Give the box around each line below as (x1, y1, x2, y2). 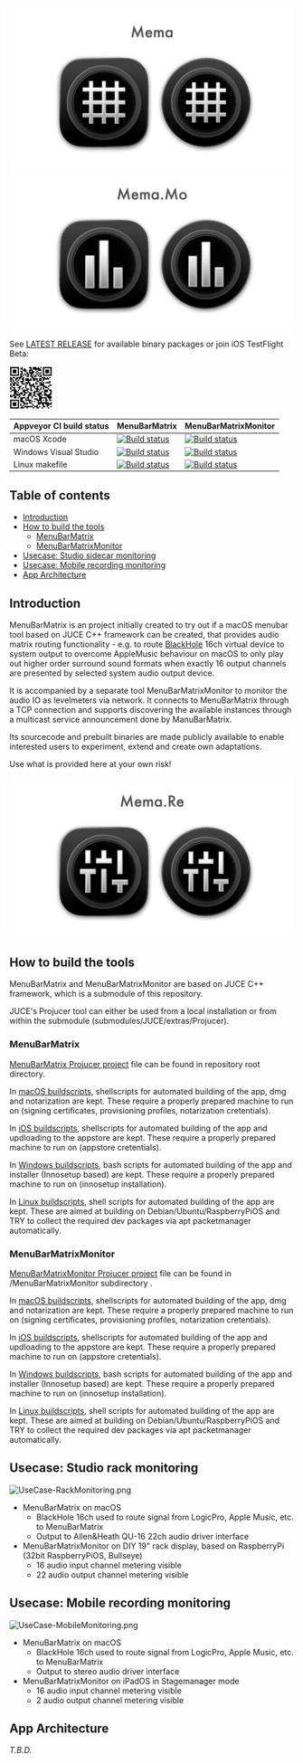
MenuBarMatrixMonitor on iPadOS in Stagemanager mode (22, 1675, 240, 1686)
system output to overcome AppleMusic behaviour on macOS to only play (9, 648, 284, 659)
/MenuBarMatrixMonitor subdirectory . (9, 1277, 153, 1288)
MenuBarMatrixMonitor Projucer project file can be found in (9, 1267, 232, 1278)
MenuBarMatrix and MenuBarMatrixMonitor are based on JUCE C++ (9, 979, 265, 990)
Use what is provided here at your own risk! (9, 758, 172, 769)
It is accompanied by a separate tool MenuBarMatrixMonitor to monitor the (9, 685, 288, 696)
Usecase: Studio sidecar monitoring (22, 550, 156, 561)
